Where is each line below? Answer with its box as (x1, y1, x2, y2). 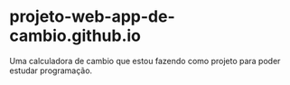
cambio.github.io (9, 25, 142, 46)
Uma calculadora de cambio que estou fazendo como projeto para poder (9, 55, 281, 66)
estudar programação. (9, 65, 93, 76)
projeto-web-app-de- (9, 6, 175, 27)
